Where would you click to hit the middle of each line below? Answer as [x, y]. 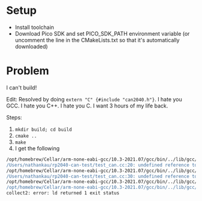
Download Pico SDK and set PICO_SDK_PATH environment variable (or [102, 33]
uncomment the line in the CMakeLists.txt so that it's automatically [97, 40]
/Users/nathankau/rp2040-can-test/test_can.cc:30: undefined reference [98, 176]
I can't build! [22, 88]
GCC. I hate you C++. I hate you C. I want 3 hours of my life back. [87, 106]
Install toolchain [34, 27]
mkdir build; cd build [43, 129]
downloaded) [31, 46]
